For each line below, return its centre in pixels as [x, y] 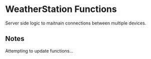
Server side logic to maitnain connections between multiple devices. [76, 23]
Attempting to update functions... [39, 50]
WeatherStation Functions [61, 9]
